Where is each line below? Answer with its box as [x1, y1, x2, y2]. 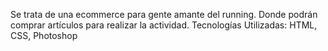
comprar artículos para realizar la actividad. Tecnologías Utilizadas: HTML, [10, 19, 318, 31]
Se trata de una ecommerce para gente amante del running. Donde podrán [10, 9, 318, 20]
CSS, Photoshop [10, 30, 78, 41]
